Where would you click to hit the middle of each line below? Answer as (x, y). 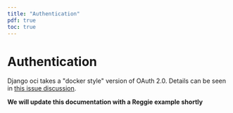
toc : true (22, 27)
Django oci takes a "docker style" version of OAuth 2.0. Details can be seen (117, 81)
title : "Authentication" (44, 14)
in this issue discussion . (42, 88)
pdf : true (22, 20)
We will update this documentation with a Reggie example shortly (105, 102)
